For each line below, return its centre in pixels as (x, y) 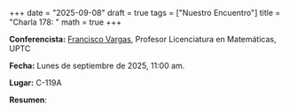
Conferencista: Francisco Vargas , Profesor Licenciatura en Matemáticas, (143, 39)
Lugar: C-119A (35, 82)
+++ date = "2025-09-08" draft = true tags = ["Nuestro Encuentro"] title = (145, 13)
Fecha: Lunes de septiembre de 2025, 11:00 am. (97, 66)
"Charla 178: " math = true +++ (66, 22)
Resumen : (28, 100)
